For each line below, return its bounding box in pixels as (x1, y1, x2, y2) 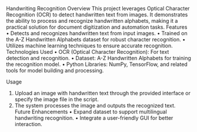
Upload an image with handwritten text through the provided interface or (14, 90, 191, 96)
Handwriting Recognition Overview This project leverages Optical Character (6, 5, 190, 12)
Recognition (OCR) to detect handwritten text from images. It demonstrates (6, 11, 188, 18)
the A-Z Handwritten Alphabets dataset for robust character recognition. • (6, 36, 186, 43)
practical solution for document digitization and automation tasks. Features (6, 23, 188, 30)
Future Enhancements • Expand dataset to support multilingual (14, 108, 168, 115)
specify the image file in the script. (14, 96, 99, 103)
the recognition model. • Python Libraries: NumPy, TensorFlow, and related (6, 61, 188, 68)
